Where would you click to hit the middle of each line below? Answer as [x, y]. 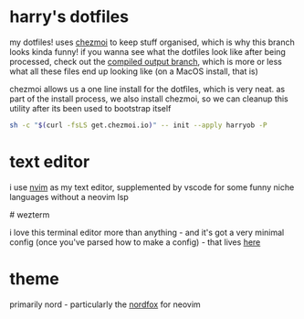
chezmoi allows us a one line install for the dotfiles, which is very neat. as [147, 89]
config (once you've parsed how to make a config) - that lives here [135, 242]
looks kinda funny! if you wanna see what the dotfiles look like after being [147, 51]
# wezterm [30, 214]
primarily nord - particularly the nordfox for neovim [105, 304]
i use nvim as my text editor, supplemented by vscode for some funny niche [152, 187]
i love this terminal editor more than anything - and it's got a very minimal [147, 232]
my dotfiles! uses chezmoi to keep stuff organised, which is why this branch [152, 42]
